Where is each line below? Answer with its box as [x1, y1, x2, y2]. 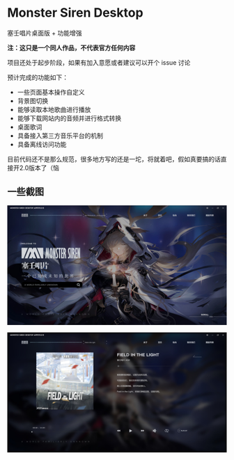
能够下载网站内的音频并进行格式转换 [17, 113, 122, 122]
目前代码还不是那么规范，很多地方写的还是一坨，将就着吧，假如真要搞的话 [7, 154, 221, 163]
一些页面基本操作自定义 [17, 88, 85, 96]
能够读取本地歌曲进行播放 [17, 105, 91, 113]
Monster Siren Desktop [7, 5, 144, 21]
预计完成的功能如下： [7, 73, 68, 81]
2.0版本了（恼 [19, 164, 60, 172]
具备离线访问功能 [17, 140, 67, 148]
